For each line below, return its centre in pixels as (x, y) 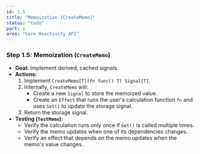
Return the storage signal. (56, 113)
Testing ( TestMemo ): (39, 119)
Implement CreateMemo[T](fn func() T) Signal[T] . (87, 81)
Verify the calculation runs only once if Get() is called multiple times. (109, 125)
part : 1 (16, 28)
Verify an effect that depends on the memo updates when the (100, 138)
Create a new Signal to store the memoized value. (95, 93)
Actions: (26, 74)
